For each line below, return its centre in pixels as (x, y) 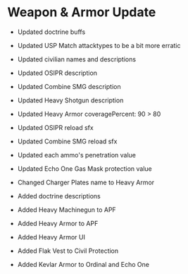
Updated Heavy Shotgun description (70, 100)
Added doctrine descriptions (59, 196)
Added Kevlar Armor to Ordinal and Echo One (83, 264)
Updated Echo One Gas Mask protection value (85, 168)
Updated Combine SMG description (69, 86)
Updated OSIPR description (57, 73)
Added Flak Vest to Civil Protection (68, 251)
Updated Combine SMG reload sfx (67, 141)
